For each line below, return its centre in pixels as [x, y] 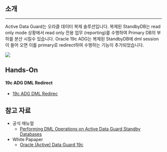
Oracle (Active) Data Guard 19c [51, 145]
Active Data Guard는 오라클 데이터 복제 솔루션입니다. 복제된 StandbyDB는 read [83, 26]
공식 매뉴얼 [23, 123]
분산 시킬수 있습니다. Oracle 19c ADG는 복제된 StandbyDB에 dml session [86, 39]
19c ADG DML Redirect [29, 83]
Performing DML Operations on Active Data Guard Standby [80, 129]
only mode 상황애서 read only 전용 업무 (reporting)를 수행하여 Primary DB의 [81, 32]
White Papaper [28, 140]
